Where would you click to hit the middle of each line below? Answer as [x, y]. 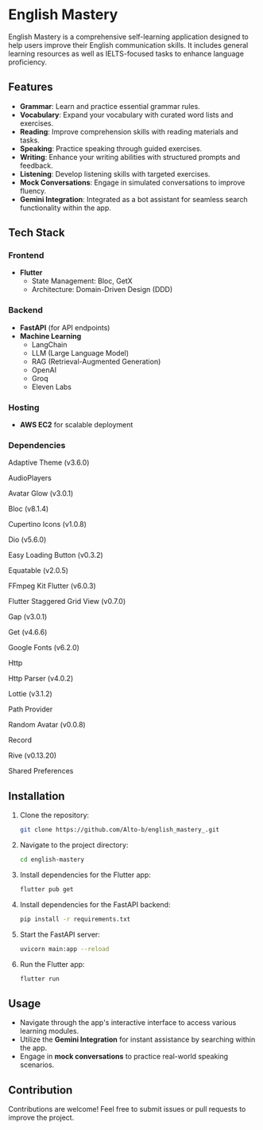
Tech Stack [37, 233]
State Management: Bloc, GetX [82, 281]
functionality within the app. [65, 208]
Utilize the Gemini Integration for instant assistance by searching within [137, 1039]
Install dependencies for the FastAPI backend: [95, 904]
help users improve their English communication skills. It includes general [128, 45]
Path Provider [31, 709]
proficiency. [28, 62]
